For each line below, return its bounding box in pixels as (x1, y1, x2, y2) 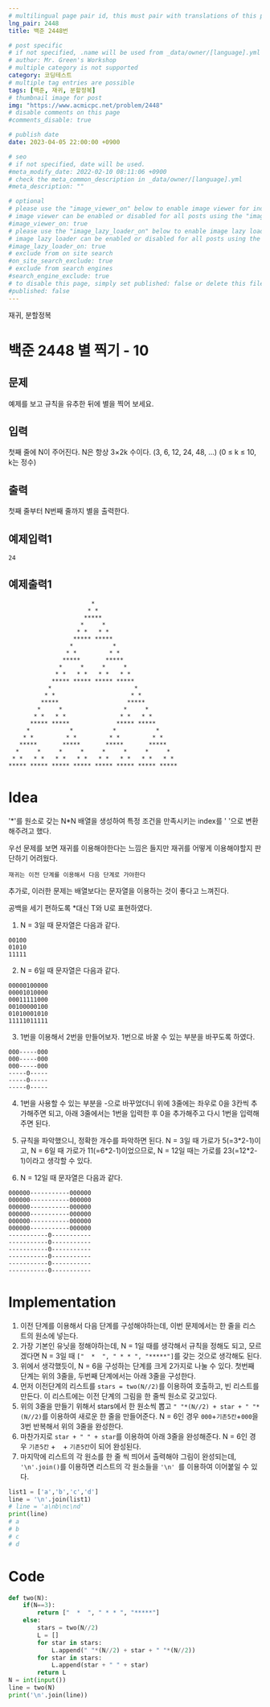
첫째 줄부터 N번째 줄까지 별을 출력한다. (8, 506, 130, 516)
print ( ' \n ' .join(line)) (8, 1691, 88, 1699)
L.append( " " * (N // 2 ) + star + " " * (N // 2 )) (51, 1646, 196, 1655)
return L (37, 1668, 67, 1677)
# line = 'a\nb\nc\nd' (8, 1502, 84, 1511)
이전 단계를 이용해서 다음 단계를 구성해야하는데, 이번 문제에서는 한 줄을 (19, 1321, 241, 1330)
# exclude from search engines (8, 265, 113, 273)
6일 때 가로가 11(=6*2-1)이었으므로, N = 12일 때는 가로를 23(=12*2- (44, 1145, 258, 1155)
